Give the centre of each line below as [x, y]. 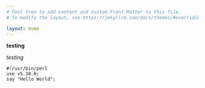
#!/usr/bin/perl [27, 69]
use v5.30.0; [23, 74]
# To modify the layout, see [43, 18]
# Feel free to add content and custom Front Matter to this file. [94, 12]
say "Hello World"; [31, 80]
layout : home [23, 29]
